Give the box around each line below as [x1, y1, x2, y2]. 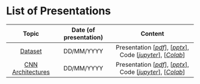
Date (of [71, 26, 95, 34]
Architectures [11, 67, 50, 76]
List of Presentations [6, 4, 111, 18]
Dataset [20, 46, 42, 55]
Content [140, 29, 165, 38]
